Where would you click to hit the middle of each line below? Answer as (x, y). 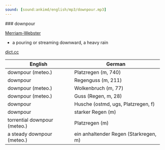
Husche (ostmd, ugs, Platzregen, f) (115, 104)
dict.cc (12, 52)
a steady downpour (30, 134)
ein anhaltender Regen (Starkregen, (115, 134)
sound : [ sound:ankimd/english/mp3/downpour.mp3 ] (56, 10)
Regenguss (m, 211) (98, 80)
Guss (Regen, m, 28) (98, 96)
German (116, 64)
